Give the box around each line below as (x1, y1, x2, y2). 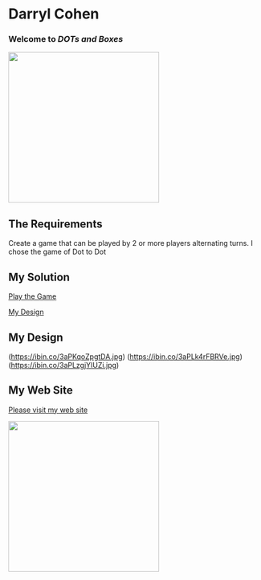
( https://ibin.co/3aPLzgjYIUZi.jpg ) (8, 360, 120, 370)
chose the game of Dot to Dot (8, 247, 107, 257)
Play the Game (8, 292, 57, 301)
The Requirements (8, 217, 103, 231)
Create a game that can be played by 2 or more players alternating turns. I (8, 239, 253, 248)
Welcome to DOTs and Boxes (8, 34, 124, 45)
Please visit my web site (8, 405, 88, 415)
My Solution (8, 270, 71, 284)
